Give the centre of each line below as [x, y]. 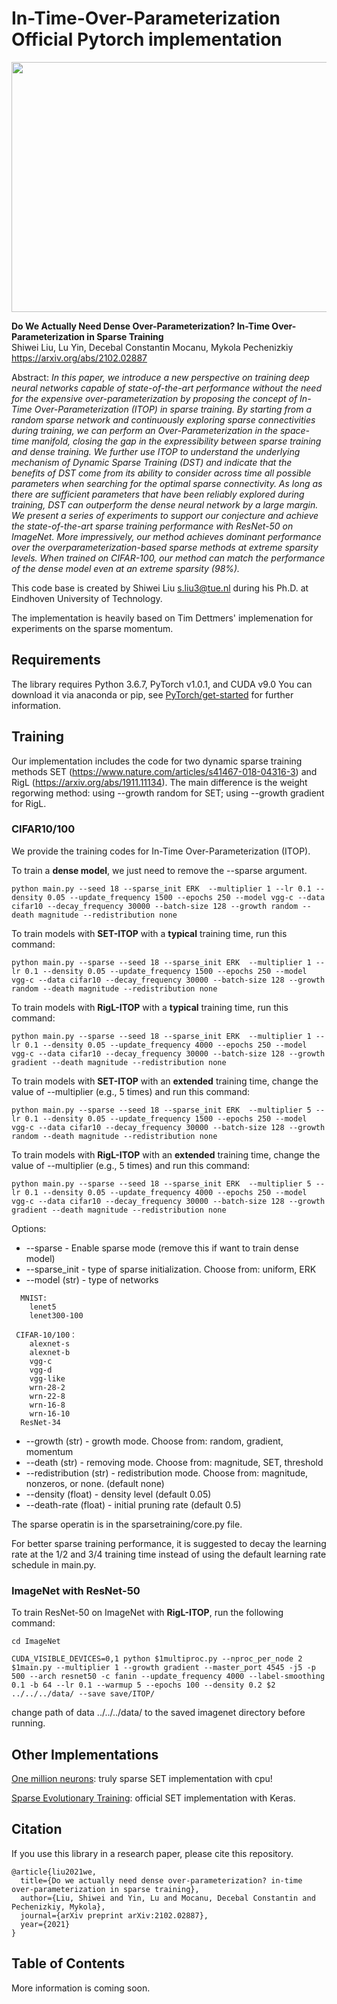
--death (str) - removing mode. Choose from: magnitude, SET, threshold [174, 1462]
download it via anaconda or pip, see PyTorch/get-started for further [152, 694]
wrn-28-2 [47, 1387]
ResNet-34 [40, 1422]
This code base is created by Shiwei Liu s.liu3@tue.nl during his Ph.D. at [160, 588]
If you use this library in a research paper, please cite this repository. [152, 1853]
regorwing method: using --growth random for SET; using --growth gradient [168, 793]
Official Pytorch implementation [147, 39]
